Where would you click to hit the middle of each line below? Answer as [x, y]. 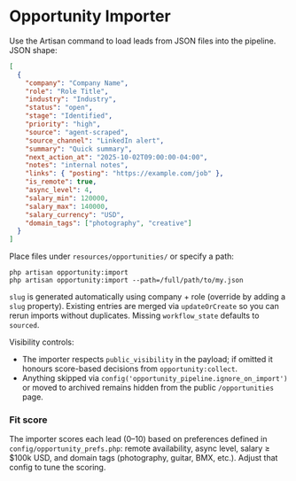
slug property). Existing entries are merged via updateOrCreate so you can [144, 306]
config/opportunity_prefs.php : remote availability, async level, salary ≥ [140, 448]
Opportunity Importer [90, 16]
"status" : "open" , [59, 108]
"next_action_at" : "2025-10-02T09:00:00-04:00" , [117, 157]
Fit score [28, 420]
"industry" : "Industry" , [71, 99]
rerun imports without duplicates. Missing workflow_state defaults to [134, 315]
